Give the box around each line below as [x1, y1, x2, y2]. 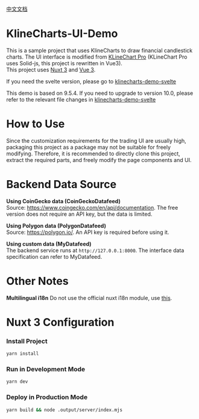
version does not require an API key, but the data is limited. [6, 210, 153, 218]
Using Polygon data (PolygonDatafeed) [6, 222, 107, 229]
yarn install [6, 351, 39, 357]
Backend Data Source [6, 178, 116, 192]
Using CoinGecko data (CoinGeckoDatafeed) [6, 197, 121, 204]
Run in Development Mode [6, 365, 86, 374]
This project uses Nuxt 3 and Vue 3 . [6, 66, 96, 73]
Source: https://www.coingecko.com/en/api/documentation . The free [6, 204, 178, 211]
